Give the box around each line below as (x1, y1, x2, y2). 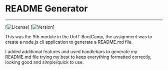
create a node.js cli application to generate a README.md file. (5, 39, 133, 45)
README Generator (5, 3, 88, 14)
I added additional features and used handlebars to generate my (5, 48, 137, 55)
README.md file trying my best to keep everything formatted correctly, (5, 54, 151, 60)
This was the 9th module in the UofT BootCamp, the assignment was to (5, 33, 152, 40)
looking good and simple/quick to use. (5, 59, 84, 65)
